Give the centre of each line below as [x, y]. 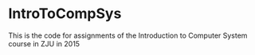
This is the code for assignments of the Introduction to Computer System [128, 35]
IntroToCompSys [65, 14]
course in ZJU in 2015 [44, 43]
